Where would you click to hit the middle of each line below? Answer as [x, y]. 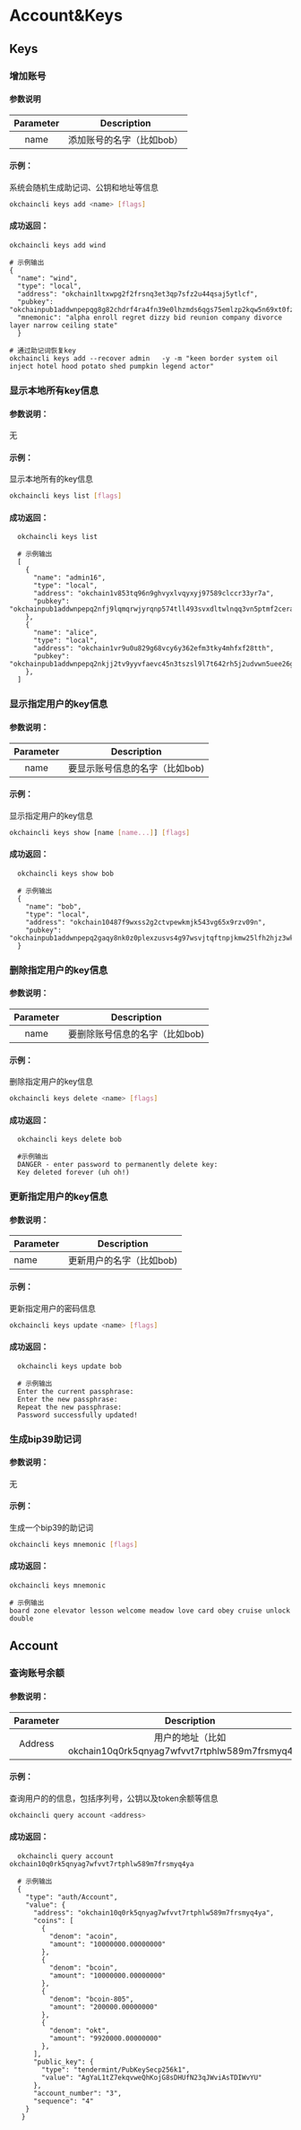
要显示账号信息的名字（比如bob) [136, 768]
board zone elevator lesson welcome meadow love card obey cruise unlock [150, 1611]
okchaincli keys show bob [66, 874]
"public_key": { [63, 2062]
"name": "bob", [54, 907]
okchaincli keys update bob [70, 1366]
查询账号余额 [37, 1674]
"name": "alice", [65, 633]
